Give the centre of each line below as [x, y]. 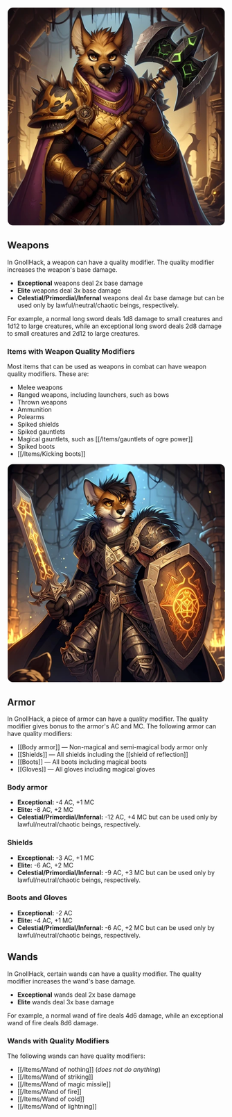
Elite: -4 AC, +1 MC [45, 920]
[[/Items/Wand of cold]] [51, 1099]
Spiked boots [36, 447]
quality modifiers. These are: [48, 374]
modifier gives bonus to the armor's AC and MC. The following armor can [112, 726]
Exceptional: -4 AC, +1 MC [56, 802]
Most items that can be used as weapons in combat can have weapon [107, 367]
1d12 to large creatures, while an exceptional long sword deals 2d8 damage [114, 326]
